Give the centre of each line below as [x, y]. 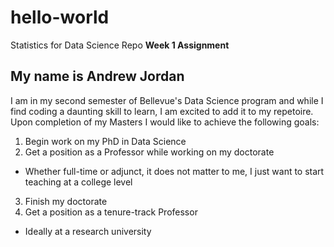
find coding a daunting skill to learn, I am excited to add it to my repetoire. [162, 111]
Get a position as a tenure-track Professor [111, 212]
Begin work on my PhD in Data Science [105, 141]
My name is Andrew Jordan [97, 76]
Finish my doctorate [66, 201]
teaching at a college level [78, 182]
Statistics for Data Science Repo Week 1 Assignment [120, 45]
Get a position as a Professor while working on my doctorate [149, 152]
